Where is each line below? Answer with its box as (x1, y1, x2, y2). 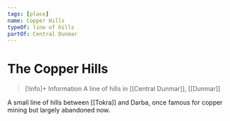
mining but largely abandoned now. (7, 106, 111, 115)
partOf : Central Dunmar (7, 30, 78, 38)
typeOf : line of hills (7, 23, 75, 31)
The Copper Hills (7, 61, 109, 77)
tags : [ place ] (7, 10, 50, 18)
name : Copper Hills (7, 17, 65, 24)
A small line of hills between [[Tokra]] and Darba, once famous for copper (7, 98, 223, 107)
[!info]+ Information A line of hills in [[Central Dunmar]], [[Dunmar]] (24, 85, 221, 93)
